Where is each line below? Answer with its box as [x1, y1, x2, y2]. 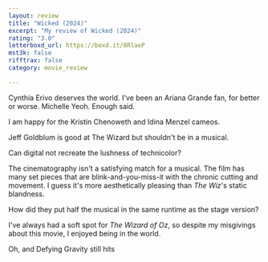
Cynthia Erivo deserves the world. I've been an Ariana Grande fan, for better [8, 93, 260, 103]
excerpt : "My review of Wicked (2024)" [8, 26, 142, 34]
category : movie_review [8, 64, 88, 72]
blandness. [8, 189, 45, 199]
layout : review [8, 11, 59, 20]
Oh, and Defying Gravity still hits [8, 244, 115, 253]
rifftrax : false [8, 57, 63, 65]
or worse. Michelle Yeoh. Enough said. [8, 101, 135, 111]
